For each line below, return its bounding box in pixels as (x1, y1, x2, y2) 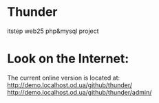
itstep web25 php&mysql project (7, 27, 99, 35)
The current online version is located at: (7, 73, 120, 82)
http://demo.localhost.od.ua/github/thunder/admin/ (7, 88, 152, 96)
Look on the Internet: (7, 51, 129, 67)
